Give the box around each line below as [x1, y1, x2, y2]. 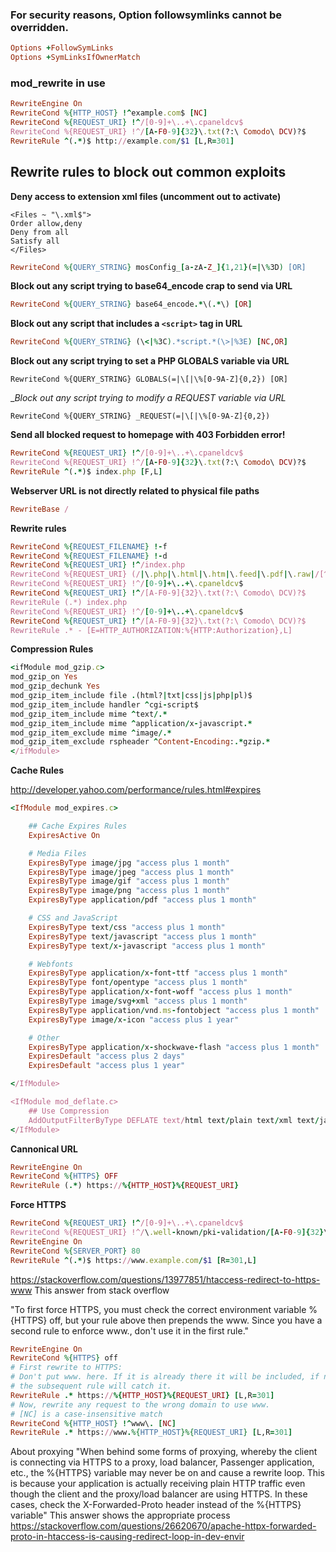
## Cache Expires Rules [28, 821, 128, 832]
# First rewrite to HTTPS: [10, 1363, 123, 1373]
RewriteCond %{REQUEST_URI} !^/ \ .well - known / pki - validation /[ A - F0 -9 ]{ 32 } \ [10, 1228, 329, 1238]
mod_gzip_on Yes [10, 672, 78, 682]
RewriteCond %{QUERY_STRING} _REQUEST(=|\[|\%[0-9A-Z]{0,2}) [10, 411, 271, 422]
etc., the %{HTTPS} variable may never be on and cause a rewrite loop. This [10, 1467, 325, 1479]
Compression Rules [10, 643, 94, 655]
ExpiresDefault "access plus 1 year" [28, 1061, 186, 1071]
